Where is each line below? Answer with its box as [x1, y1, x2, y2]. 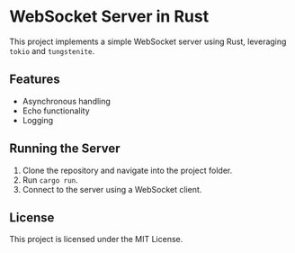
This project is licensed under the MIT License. [9, 234, 183, 245]
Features [9, 72, 60, 87]
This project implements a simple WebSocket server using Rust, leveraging [9, 36, 287, 47]
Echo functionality [22, 105, 90, 116]
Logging [22, 114, 54, 125]
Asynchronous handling [22, 95, 111, 106]
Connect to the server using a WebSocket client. [22, 184, 202, 194]
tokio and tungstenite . [9, 45, 95, 56]
